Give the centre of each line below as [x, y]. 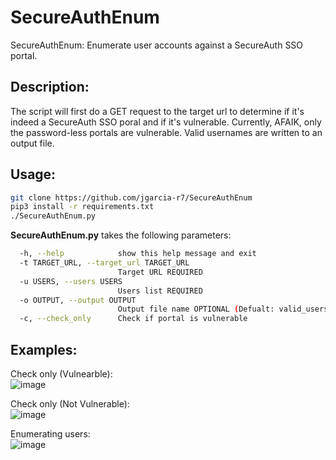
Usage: [33, 174]
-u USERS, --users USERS [71, 281]
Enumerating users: [50, 434]
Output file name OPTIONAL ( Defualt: [196, 309]
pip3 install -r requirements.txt [82, 207]
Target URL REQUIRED [160, 272]
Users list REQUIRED [160, 291]
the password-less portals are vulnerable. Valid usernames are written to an [166, 132]
